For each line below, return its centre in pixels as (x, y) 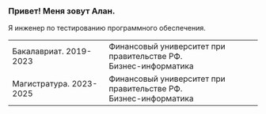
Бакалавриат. (38, 51)
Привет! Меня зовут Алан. (62, 11)
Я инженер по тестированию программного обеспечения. (107, 28)
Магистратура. (41, 84)
